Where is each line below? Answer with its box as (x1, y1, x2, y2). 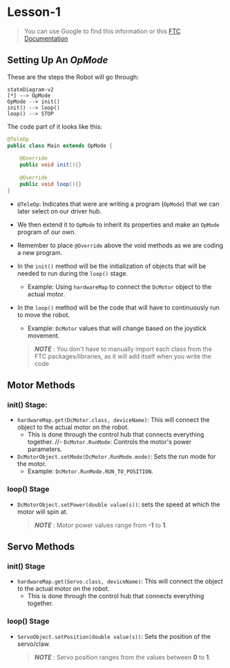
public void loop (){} (19, 180, 82, 187)
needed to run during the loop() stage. (17, 269, 128, 277)
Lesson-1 (7, 4, 61, 20)
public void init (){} (19, 162, 82, 169)
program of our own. (17, 227, 77, 236)
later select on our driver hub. (17, 207, 102, 215)
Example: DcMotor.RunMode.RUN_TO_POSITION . (27, 467, 153, 475)
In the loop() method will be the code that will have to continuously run (17, 303, 220, 312)
